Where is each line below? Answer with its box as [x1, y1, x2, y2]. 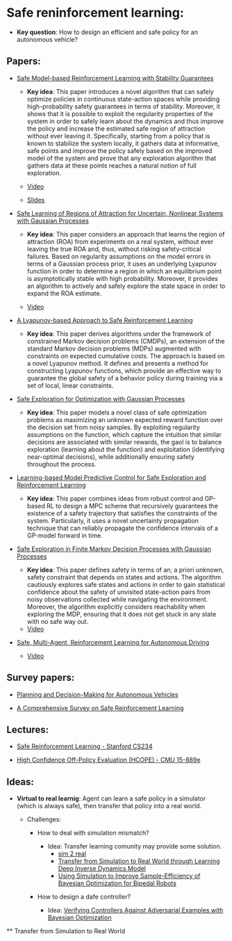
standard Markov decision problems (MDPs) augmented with [26, 344, 201, 353]
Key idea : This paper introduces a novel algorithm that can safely [26, 87, 215, 95]
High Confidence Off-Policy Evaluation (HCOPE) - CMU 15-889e [16, 756, 201, 764]
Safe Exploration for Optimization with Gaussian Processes [16, 394, 185, 403]
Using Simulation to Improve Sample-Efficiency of [58, 871, 201, 880]
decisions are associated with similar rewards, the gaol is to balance [26, 437, 222, 446]
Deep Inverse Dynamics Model [58, 864, 147, 873]
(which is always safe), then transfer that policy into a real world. [16, 802, 202, 810]
